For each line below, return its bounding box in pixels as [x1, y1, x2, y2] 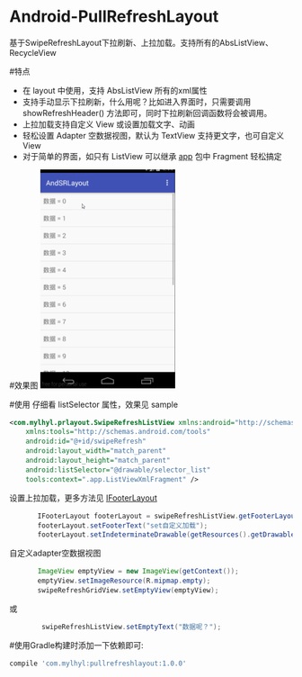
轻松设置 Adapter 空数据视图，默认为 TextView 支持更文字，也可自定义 [22, 130, 285, 140]
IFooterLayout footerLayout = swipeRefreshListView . [37, 511, 240, 520]
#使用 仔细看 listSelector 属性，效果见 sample [9, 399, 178, 410]
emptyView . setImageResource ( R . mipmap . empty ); [37, 576, 211, 586]
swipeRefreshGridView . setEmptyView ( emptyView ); [37, 586, 219, 595]
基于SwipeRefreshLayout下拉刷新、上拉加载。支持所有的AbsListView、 [9, 37, 274, 48]
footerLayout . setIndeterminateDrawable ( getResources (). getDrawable [37, 530, 296, 539]
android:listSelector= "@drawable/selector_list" [25, 465, 211, 474]
